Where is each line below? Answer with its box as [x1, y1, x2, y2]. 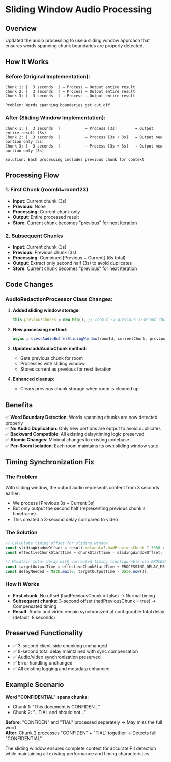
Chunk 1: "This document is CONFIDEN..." [12, 704, 100, 710]
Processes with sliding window [20, 361, 85, 367]
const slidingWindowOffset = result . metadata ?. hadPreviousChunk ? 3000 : [5, 545, 165, 551]
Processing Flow [5, 171, 60, 180]
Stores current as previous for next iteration [20, 366, 112, 372]
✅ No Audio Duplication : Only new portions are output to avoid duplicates [5, 425, 161, 432]
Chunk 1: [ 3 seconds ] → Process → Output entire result [5, 84, 136, 90]
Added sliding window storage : [12, 307, 80, 313]
